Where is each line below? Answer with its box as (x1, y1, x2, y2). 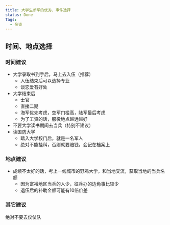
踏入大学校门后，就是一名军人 (20, 135, 83, 141)
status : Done (5, 12, 33, 17)
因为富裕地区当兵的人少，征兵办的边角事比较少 (20, 181, 119, 187)
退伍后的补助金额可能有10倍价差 (20, 187, 88, 193)
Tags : (5, 17, 17, 22)
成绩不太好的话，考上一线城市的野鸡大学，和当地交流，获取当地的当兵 (12, 168, 161, 174)
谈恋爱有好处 (20, 84, 47, 90)
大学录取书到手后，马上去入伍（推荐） (12, 71, 93, 77)
